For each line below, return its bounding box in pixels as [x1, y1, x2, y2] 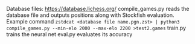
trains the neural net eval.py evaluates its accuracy [6, 31, 133, 38]
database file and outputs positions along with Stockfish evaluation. [6, 11, 174, 19]
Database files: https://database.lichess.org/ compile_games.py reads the [6, 5, 190, 12]
